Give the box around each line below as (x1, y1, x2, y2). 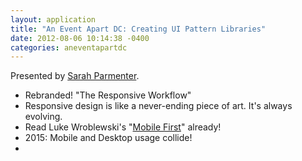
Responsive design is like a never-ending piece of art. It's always (24, 100, 293, 112)
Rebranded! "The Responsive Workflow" (24, 89, 192, 101)
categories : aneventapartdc (10, 42, 128, 53)
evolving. (24, 111, 63, 123)
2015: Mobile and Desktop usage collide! (24, 132, 193, 144)
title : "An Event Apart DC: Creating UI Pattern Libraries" (10, 24, 267, 34)
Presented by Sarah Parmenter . (10, 70, 140, 82)
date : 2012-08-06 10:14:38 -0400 (10, 33, 150, 43)
